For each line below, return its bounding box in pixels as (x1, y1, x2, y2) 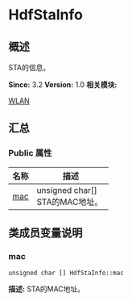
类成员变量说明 (8, 226, 83, 240)
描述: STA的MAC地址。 (8, 284, 85, 294)
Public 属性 (8, 148, 52, 159)
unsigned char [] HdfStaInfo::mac (8, 269, 125, 278)
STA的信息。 (8, 63, 51, 72)
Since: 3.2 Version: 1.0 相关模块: (8, 80, 118, 90)
